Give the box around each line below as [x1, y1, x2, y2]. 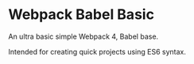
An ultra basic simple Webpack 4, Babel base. [8, 32, 159, 41]
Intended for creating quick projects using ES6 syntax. [8, 47, 187, 56]
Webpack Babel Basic [8, 6, 155, 24]
